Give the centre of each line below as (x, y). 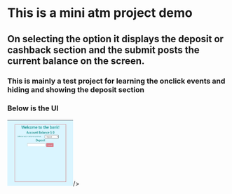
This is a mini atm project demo (100, 13)
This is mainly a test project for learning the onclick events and (116, 81)
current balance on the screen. (76, 61)
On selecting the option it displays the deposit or (116, 39)
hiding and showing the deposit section (76, 89)
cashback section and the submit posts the (103, 50)
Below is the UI (33, 108)
